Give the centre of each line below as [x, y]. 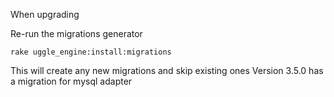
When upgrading [45, 14]
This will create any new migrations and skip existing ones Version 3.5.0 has [167, 70]
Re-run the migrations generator [76, 33]
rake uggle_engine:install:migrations [91, 52]
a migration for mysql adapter [71, 81]
